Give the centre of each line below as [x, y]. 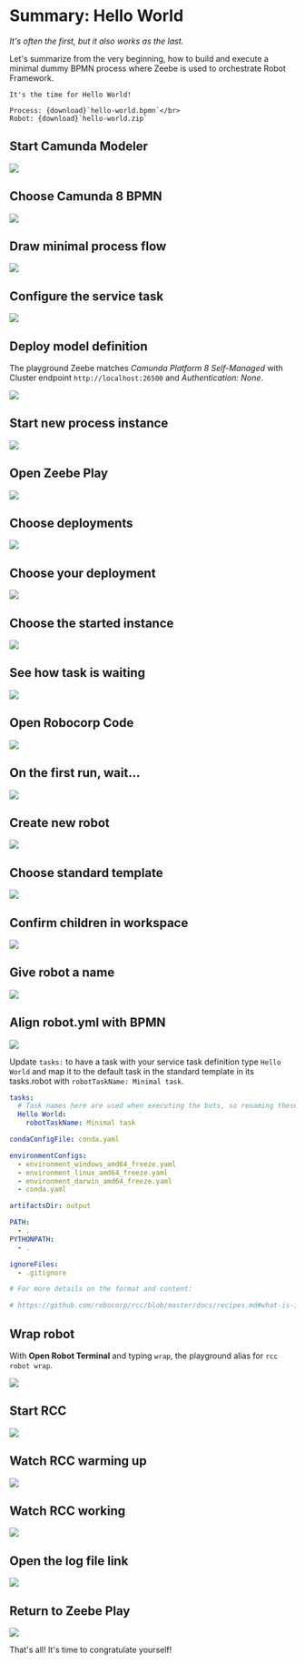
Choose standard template [86, 873]
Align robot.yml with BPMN [88, 1023]
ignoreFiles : [34, 1264]
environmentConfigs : [49, 1155]
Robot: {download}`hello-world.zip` [79, 118]
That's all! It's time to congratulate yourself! [91, 1650]
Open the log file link [69, 1561]
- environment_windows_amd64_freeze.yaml [97, 1164]
